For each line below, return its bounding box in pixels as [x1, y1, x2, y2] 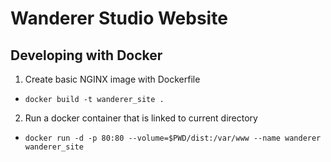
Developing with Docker [10, 47, 163, 64]
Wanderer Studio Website [10, 7, 228, 30]
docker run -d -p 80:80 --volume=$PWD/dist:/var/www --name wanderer [24, 133, 322, 143]
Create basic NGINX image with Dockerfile [24, 73, 201, 85]
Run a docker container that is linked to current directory [24, 112, 258, 124]
